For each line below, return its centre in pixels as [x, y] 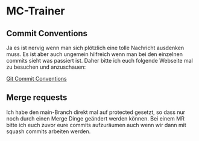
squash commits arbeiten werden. [49, 131]
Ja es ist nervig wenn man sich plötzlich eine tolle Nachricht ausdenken [95, 48]
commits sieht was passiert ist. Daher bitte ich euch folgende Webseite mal [99, 61]
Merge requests [37, 98]
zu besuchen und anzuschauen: [46, 67]
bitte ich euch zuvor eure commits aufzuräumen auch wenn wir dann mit [96, 125]
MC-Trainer [36, 11]
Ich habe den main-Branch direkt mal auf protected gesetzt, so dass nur [96, 112]
